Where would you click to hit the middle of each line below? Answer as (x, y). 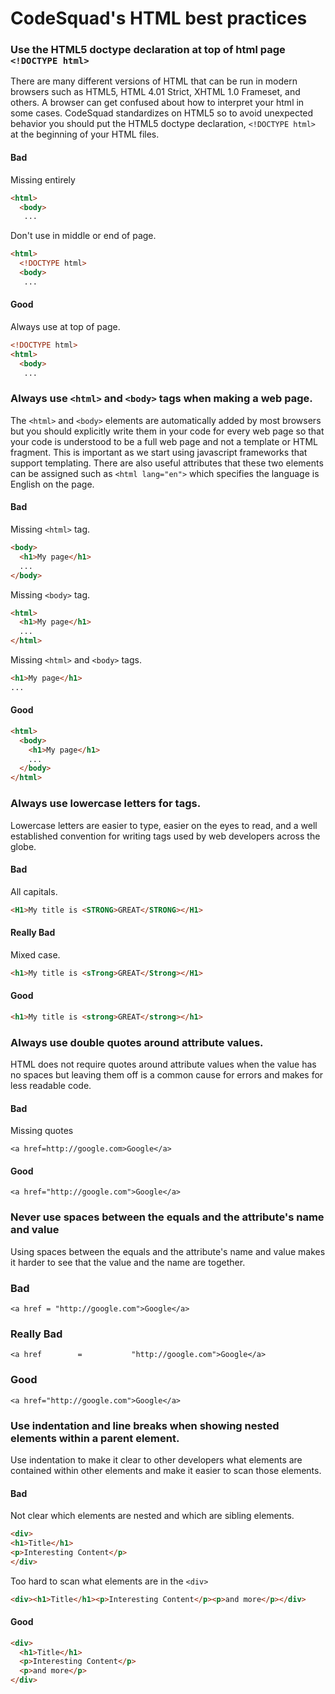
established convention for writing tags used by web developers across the (165, 836)
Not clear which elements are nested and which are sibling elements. (152, 1516)
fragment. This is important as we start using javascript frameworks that (159, 452)
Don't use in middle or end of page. (83, 236)
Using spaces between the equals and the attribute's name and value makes (168, 1251)
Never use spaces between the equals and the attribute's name (167, 1217)
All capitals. (34, 891)
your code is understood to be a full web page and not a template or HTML (164, 441)
